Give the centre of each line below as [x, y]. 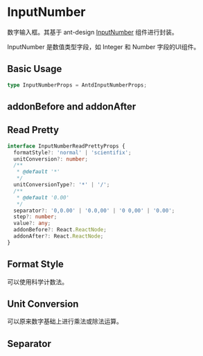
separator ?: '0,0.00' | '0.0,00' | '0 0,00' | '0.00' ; [94, 211]
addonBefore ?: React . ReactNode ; [60, 230]
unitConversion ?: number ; [51, 159]
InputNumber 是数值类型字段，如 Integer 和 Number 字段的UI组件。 [104, 46]
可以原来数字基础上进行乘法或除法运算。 [65, 321]
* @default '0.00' [43, 197]
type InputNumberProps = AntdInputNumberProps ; [77, 85]
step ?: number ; [35, 217]
